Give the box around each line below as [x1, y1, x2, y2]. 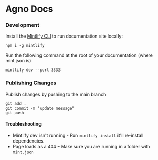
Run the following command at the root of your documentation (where [5, 52, 153, 58]
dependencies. [12, 137, 45, 144]
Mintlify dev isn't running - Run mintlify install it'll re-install [12, 132, 144, 138]
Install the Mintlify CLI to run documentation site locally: [5, 33, 123, 39]
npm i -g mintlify [5, 43, 45, 48]
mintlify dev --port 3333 [5, 67, 61, 73]
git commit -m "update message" [5, 105, 74, 111]
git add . [5, 101, 27, 106]
